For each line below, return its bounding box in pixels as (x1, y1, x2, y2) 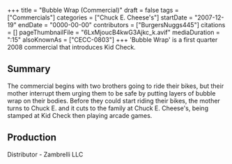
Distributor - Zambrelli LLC (7, 150, 84, 158)
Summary (7, 63, 51, 75)
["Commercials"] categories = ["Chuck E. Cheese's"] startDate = (7, 13, 194, 22)
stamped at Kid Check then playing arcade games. (7, 111, 153, 119)
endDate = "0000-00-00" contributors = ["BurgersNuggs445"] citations (17, 21, 226, 29)
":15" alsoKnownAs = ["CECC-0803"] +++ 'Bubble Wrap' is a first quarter (7, 36, 218, 44)
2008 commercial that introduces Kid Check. (7, 43, 136, 51)
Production (7, 132, 57, 144)
